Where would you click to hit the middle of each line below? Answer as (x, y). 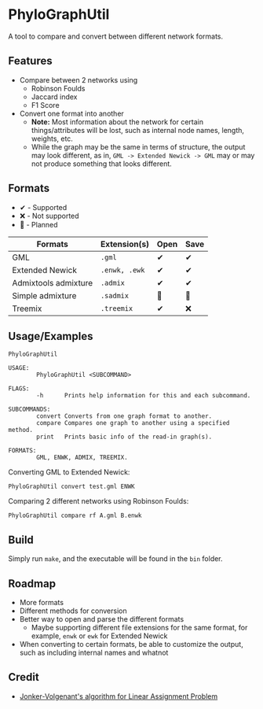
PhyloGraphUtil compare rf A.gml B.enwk (75, 516)
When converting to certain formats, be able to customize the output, (131, 644)
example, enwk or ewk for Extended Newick (99, 636)
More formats (42, 602)
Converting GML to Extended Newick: (69, 472)
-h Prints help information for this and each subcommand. (144, 396)
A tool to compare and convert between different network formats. (116, 36)
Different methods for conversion (73, 611)
